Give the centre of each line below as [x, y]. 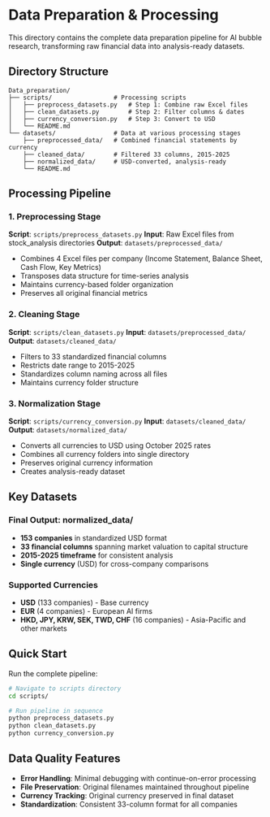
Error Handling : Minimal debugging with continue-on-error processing [138, 778]
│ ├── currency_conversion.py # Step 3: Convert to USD [112, 119]
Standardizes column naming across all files [94, 374]
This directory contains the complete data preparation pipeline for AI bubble [135, 37]
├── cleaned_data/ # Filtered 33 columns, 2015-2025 [126, 154]
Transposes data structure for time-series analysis [104, 276]
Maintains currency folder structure [79, 382]
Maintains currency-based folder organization [97, 285]
